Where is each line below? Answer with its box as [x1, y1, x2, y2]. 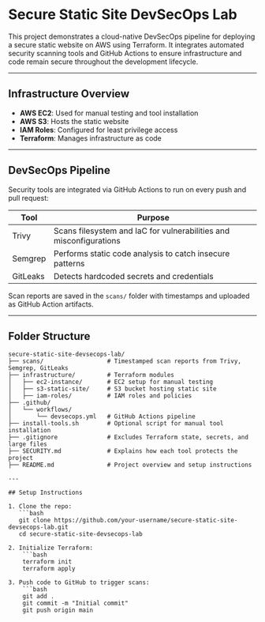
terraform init [22, 558, 73, 566]
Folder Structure [8, 330, 91, 343]
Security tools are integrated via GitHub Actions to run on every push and [8, 184, 247, 194]
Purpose [136, 212, 170, 223]
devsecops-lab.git [8, 523, 69, 531]
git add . [22, 593, 55, 601]
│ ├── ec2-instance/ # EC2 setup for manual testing [8, 378, 214, 386]
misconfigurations [54, 235, 121, 246]
